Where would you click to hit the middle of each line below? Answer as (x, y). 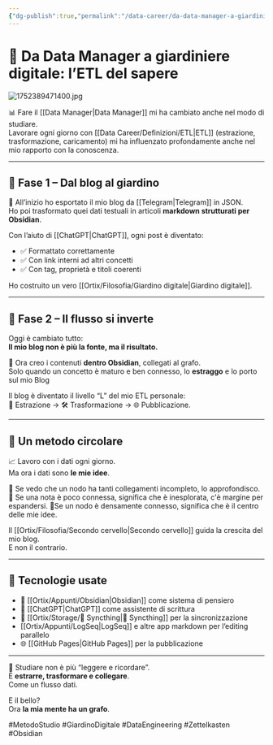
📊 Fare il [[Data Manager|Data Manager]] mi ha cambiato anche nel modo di (136, 112)
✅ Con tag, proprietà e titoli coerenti (81, 270)
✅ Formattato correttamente (67, 251)
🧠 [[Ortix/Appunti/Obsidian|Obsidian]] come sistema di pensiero (127, 600)
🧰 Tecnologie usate (58, 580)
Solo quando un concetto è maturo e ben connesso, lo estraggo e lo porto (133, 371)
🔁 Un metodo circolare (66, 441)
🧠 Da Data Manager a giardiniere (119, 56)
